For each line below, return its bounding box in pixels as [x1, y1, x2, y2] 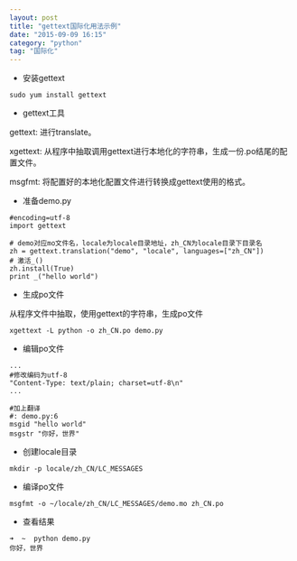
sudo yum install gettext [9, 91, 107, 100]
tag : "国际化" [9, 47, 59, 56]
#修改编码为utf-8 [9, 371, 68, 380]
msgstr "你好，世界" [9, 429, 79, 438]
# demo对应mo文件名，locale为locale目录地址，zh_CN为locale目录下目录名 [9, 239, 263, 248]
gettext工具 [22, 107, 65, 118]
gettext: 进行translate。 [9, 127, 97, 138]
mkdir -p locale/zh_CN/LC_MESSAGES [9, 464, 144, 474]
